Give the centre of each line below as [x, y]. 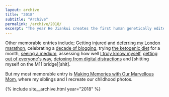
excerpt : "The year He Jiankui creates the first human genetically [78, 29]
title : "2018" [20, 15]
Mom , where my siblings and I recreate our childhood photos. [69, 79]
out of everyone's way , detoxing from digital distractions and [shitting [77, 59]
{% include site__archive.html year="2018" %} [53, 89]
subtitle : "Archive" [27, 19]
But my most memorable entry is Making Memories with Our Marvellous [80, 74]
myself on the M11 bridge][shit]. [38, 64]
